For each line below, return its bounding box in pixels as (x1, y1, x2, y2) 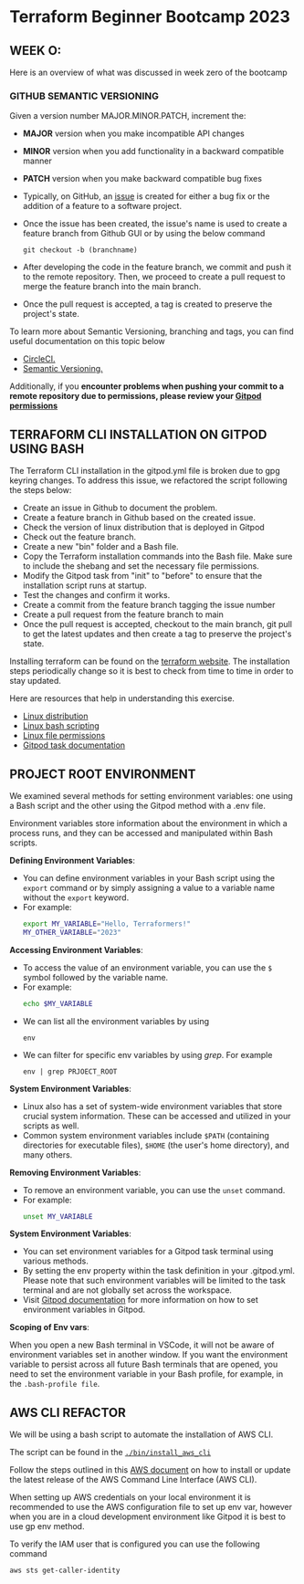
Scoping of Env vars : (9, 1322, 89, 1333)
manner (22, 155, 52, 166)
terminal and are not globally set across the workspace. (22, 1285, 233, 1296)
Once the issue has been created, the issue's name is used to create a (22, 218, 288, 229)
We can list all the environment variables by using (22, 1015, 210, 1026)
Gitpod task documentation (22, 740, 126, 750)
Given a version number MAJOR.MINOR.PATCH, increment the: (9, 110, 246, 121)
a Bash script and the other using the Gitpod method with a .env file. (9, 800, 267, 811)
